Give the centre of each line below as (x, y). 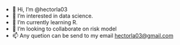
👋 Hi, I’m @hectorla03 (40, 9)
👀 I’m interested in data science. (53, 16)
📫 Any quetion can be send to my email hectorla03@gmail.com (92, 36)
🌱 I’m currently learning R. (45, 22)
